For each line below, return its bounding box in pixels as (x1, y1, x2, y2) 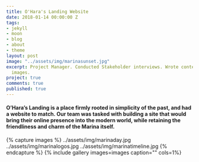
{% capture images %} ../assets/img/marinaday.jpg (6, 136, 131, 144)
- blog (6, 36, 23, 42)
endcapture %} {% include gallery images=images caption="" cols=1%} (6, 149, 182, 156)
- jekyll (6, 25, 28, 31)
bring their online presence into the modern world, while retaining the (6, 117, 181, 124)
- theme (6, 47, 25, 53)
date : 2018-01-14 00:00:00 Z (6, 14, 78, 20)
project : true (6, 75, 41, 81)
